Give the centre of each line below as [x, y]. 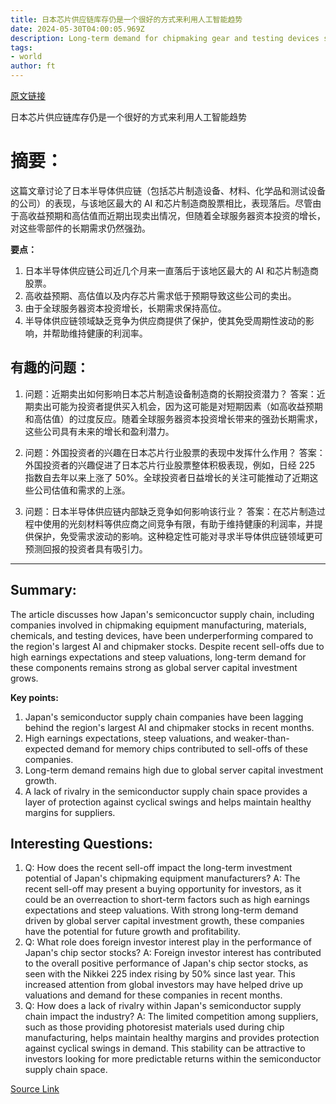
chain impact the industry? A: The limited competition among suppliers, [171, 1017]
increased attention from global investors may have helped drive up [164, 985]
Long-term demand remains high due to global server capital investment [174, 770]
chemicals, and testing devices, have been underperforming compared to [162, 635]
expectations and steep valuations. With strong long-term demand [161, 910]
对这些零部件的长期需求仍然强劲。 [80, 228]
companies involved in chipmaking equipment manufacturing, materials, [158, 625]
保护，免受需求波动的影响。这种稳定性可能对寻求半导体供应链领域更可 [178, 536]
